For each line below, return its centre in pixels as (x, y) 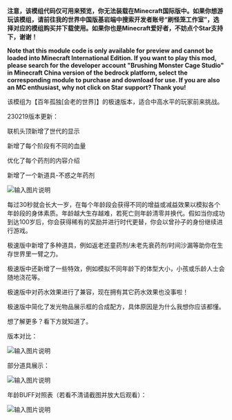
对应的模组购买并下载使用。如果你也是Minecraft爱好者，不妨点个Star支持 (118, 28)
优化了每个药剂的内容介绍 (43, 161)
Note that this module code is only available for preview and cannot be (110, 51)
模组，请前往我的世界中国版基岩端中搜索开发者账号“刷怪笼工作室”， (116, 19)
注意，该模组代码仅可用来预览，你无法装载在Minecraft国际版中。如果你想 (112, 11)
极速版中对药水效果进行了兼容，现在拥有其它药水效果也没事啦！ (98, 292)
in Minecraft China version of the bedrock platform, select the (97, 73)
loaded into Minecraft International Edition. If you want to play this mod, (112, 58)
